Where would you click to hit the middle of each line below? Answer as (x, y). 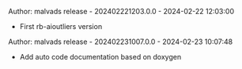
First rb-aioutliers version (61, 26)
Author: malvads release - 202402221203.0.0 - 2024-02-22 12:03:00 (121, 11)
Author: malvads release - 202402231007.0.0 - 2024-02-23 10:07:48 (121, 42)
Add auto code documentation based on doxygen (100, 57)
